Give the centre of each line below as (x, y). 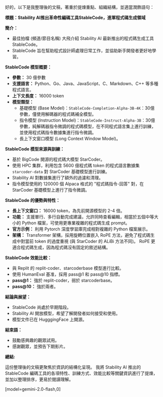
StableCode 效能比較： (28, 258)
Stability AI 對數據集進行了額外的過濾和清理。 (58, 178)
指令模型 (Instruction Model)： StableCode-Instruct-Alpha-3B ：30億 (87, 120)
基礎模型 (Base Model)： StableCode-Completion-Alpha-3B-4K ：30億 (87, 108)
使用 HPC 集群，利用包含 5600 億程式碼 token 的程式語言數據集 (76, 165)
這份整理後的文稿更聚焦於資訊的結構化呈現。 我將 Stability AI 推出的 (73, 367)
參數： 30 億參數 (29, 77)
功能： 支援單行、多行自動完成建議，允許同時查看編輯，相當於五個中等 (83, 217)
